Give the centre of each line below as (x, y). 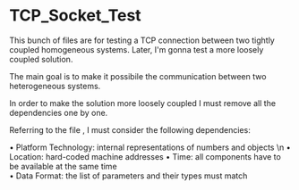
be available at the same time (64, 166)
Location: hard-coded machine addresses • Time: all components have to (145, 156)
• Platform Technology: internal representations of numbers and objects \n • (150, 147)
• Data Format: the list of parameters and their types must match (128, 176)
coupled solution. (41, 59)
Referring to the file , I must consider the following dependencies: (130, 129)
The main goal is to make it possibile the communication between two (138, 76)
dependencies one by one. (59, 112)
